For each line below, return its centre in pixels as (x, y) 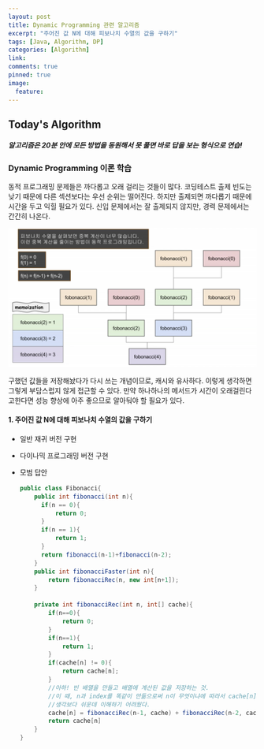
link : (17, 58)
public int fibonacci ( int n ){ (84, 497)
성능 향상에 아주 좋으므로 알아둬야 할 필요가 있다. (110, 400)
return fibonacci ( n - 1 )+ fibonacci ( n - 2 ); (106, 555)
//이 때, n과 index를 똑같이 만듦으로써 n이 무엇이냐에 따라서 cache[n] (153, 696)
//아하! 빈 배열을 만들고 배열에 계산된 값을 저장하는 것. (129, 688)
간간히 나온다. (30, 216)
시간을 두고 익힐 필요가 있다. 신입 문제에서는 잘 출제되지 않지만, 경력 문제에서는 (129, 207)
